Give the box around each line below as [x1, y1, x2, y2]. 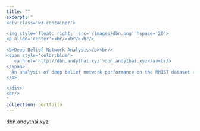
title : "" [6, 8, 31, 15]
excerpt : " [6, 14, 33, 20]
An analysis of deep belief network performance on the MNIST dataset [11, 69, 190, 75]
